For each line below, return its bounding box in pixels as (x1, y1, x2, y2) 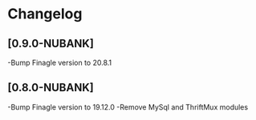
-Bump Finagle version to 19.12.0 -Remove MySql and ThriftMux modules (7, 102, 249, 112)
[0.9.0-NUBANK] (7, 37, 94, 50)
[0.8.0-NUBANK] (7, 81, 94, 94)
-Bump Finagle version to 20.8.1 (7, 58, 112, 67)
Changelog (7, 5, 83, 23)
